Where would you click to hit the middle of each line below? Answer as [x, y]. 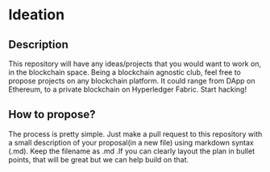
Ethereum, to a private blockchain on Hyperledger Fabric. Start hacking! [128, 89]
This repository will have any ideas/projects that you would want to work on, [135, 63]
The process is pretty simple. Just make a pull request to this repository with [135, 133]
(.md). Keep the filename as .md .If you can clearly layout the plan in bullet [132, 151]
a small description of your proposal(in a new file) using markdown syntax [131, 142]
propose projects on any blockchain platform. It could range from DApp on [132, 81]
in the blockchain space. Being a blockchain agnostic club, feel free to [125, 72]
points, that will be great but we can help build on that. [99, 159]
